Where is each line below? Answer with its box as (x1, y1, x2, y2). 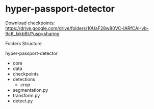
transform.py (12, 92, 40, 98)
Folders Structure (5, 40, 42, 46)
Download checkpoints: (5, 20, 55, 26)
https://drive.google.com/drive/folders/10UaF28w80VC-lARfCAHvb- (5, 25, 149, 31)
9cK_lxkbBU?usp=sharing (5, 30, 60, 37)
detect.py (12, 97, 33, 104)
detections (12, 76, 36, 82)
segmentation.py (12, 87, 48, 93)
